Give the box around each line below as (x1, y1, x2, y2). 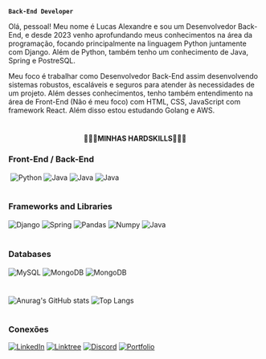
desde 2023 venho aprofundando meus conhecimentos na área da (31, 31, 253, 39)
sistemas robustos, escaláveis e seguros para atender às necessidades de (8, 80, 255, 89)
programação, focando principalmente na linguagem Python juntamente (8, 39, 247, 48)
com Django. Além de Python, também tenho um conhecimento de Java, (8, 47, 249, 56)
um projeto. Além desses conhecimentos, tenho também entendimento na (8, 88, 253, 98)
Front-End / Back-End (8, 153, 95, 165)
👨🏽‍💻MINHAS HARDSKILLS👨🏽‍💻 (83, 133, 187, 144)
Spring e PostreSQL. (8, 56, 76, 65)
